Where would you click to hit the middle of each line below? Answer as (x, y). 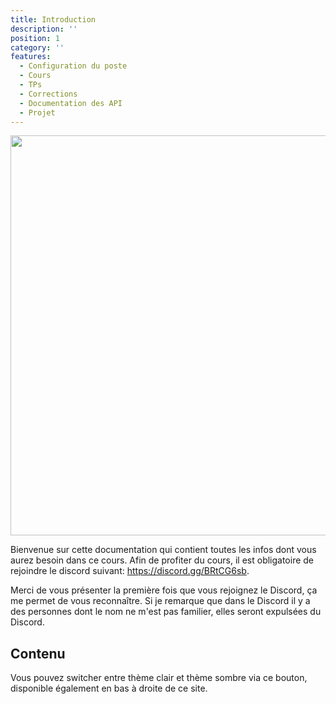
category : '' (37, 47)
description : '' (44, 29)
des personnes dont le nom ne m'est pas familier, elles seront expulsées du (166, 612)
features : (31, 57)
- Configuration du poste (73, 66)
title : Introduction (53, 19)
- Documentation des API (71, 103)
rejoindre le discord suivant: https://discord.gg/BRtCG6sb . (130, 571)
